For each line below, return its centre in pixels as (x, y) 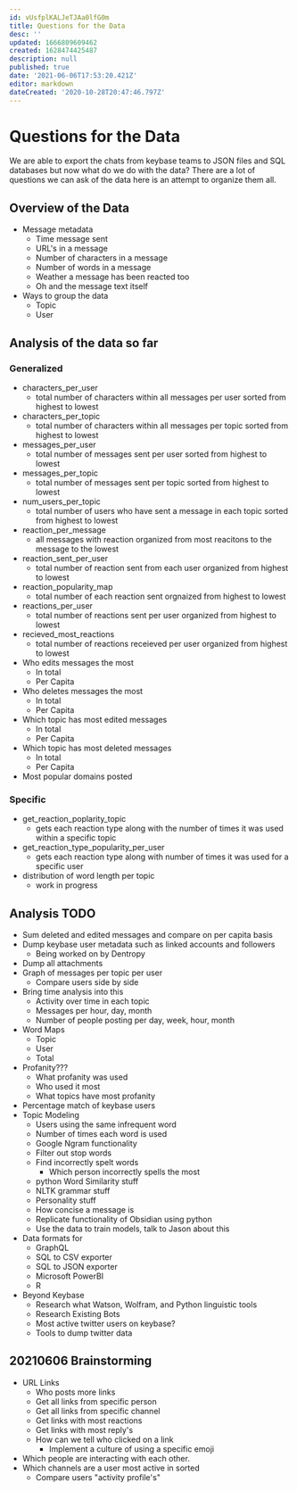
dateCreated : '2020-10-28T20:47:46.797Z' (87, 92)
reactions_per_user (58, 605)
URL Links (41, 1382)
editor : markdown (41, 84)
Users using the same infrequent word (106, 1124)
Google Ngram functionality (87, 1144)
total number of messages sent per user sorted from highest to (151, 454)
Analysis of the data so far (84, 343)
